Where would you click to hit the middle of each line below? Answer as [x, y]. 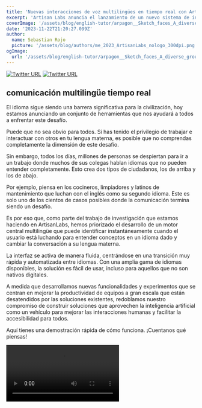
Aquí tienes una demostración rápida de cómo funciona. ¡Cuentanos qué [96, 330]
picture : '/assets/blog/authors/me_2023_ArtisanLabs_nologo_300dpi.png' [105, 46]
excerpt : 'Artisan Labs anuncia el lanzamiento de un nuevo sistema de [98, 18]
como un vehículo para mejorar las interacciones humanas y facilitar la [94, 312]
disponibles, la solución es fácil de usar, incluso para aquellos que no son [97, 269]
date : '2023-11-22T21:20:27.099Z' [50, 29]
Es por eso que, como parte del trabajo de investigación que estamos [92, 218]
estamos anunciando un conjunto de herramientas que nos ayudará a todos [100, 114]
